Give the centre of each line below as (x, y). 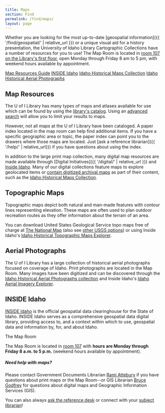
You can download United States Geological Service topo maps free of (77, 225)
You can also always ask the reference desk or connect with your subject (80, 400)
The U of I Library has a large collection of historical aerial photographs (78, 263)
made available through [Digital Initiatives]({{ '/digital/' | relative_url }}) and (81, 162)
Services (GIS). (21, 391)
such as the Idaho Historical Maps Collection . (51, 178)
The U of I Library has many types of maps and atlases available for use (78, 106)
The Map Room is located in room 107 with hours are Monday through (77, 346)
